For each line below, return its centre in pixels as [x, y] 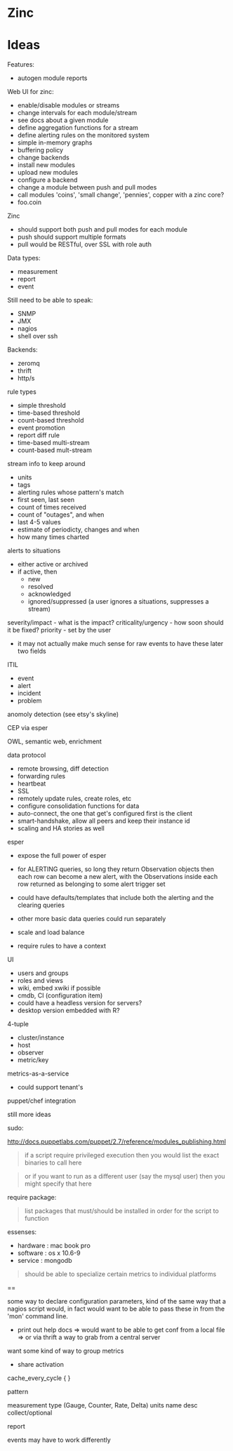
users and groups [43, 973]
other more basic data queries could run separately [92, 919]
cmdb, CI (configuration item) [60, 995]
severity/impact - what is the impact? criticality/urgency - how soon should [115, 623]
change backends [44, 158]
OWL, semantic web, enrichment [54, 741]
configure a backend [47, 180]
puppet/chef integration [41, 1101]
